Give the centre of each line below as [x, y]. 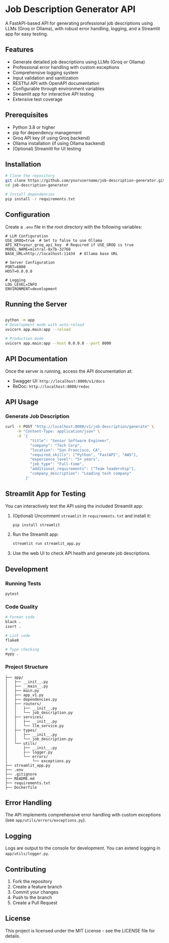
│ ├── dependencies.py [31, 699]
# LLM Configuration [27, 236]
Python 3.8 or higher [34, 127]
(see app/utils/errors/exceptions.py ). [46, 820]
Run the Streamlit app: [35, 535]
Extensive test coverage [37, 99]
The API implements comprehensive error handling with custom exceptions [83, 815]
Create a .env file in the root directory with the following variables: [74, 227]
